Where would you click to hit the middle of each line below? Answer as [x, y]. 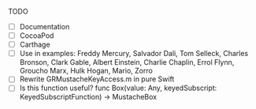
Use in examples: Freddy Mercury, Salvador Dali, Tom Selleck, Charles [134, 54]
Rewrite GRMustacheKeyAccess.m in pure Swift [97, 79]
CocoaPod [37, 36]
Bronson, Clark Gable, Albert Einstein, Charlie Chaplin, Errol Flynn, [127, 62]
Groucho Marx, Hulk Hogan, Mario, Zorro [86, 71]
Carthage [35, 45]
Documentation [45, 26]
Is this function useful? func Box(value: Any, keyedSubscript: [118, 88]
